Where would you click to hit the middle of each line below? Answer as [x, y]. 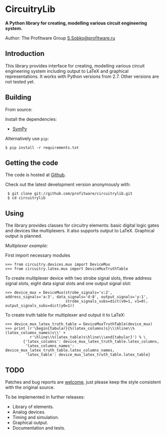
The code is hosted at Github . [36, 175]
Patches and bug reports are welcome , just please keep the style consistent [83, 382]
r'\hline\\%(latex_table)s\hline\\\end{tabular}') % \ [88, 337]
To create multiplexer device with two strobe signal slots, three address [79, 278]
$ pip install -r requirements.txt [42, 148]
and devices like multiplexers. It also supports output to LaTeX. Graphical [80, 231]
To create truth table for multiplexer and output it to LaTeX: [65, 315]
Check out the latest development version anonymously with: [68, 185]
